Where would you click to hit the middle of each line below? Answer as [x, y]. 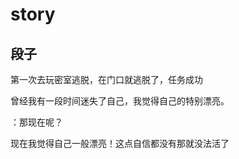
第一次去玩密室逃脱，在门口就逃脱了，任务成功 [106, 79]
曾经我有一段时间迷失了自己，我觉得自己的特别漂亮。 [120, 101]
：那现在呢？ [36, 122]
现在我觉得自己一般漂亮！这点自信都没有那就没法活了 [120, 143]
